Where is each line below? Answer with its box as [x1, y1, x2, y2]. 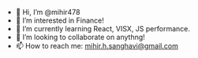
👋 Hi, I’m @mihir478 [15, 8, 80, 16]
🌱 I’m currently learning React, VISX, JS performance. [15, 24, 191, 33]
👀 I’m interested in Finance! [15, 16, 105, 25]
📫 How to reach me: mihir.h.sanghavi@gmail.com [15, 42, 179, 50]
